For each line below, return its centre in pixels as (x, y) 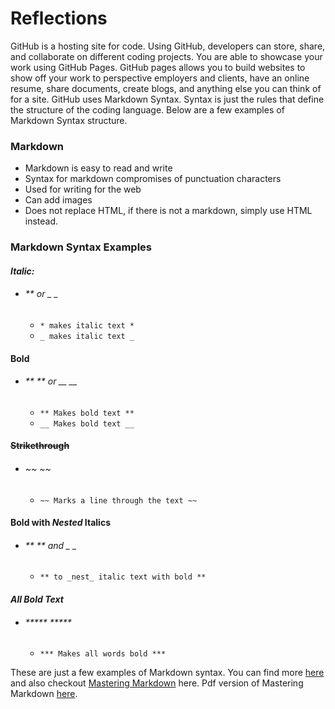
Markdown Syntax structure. (69, 120)
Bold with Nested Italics (60, 523)
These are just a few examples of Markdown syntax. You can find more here (167, 673)
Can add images (58, 200)
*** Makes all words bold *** (103, 654)
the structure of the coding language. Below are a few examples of (147, 109)
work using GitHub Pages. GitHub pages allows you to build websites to (158, 67)
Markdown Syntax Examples (81, 247)
